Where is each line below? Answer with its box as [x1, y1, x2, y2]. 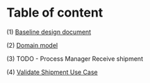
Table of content [6, 5, 103, 21]
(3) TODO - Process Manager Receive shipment [6, 54, 144, 63]
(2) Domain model [6, 41, 58, 49]
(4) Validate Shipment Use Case [6, 68, 98, 76]
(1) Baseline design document [6, 28, 92, 36]
